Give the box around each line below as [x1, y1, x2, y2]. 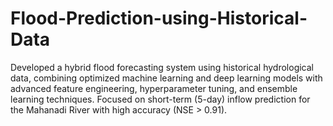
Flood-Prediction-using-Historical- [10, 7, 308, 30]
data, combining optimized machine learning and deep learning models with [10, 72, 323, 84]
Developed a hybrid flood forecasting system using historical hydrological [10, 61, 315, 73]
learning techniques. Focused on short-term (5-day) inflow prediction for [10, 93, 311, 105]
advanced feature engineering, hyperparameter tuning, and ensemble [10, 82, 298, 94]
